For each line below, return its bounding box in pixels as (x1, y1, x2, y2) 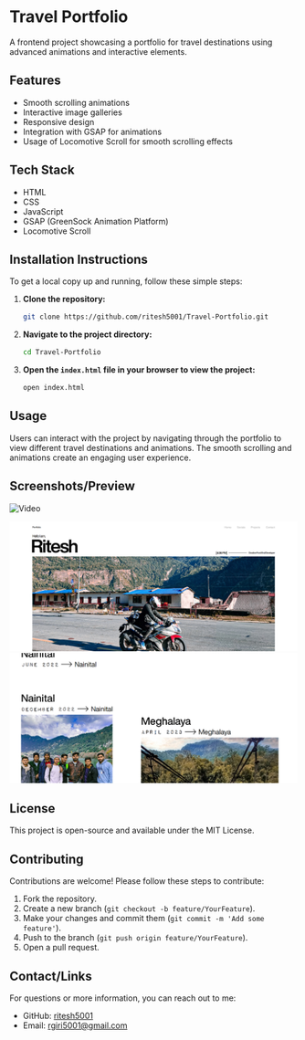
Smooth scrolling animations (22, 97, 131, 108)
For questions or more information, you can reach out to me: (9, 993, 237, 1003)
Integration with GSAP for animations (22, 126, 163, 137)
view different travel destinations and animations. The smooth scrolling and (9, 442, 292, 453)
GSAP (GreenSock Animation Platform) (22, 215, 169, 226)
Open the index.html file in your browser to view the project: (22, 364, 256, 375)
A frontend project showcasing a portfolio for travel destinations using (9, 37, 273, 47)
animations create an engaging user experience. (9, 452, 192, 463)
